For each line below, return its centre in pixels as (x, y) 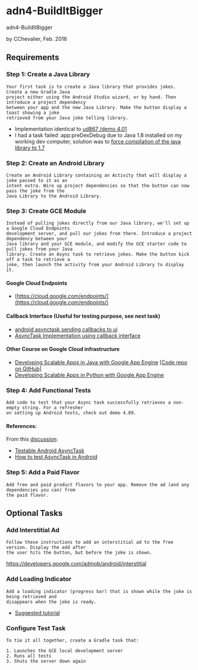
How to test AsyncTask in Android (56, 457)
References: (22, 426)
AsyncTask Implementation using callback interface (78, 336)
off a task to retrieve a (38, 260)
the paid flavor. (28, 495)
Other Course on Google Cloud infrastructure (63, 349)
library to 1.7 (30, 148)
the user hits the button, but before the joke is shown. (79, 553)
